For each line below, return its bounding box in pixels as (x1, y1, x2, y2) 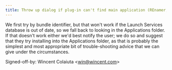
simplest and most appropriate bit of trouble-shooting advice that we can (5, 43, 160, 49)
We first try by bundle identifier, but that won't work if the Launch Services (5, 21, 163, 28)
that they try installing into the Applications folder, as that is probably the (5, 38, 159, 44)
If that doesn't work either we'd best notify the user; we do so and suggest (5, 32, 163, 38)
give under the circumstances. (5, 49, 70, 55)
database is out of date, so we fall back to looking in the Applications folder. (5, 27, 165, 33)
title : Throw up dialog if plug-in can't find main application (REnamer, (5, 7, 168, 13)
